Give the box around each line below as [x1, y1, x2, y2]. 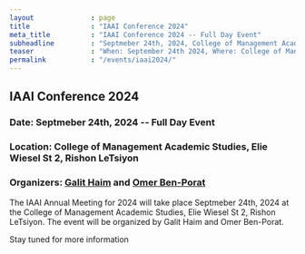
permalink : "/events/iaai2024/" [9, 55, 177, 64]
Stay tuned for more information [9, 233, 130, 245]
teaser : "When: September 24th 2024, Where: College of [9, 47, 282, 56]
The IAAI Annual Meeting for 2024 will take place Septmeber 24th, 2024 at [9, 197, 290, 208]
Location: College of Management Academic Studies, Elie [9, 141, 268, 153]
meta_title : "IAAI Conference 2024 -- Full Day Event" [9, 30, 261, 39]
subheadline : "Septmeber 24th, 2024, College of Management [9, 38, 279, 48]
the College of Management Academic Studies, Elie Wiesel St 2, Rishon [9, 206, 276, 218]
